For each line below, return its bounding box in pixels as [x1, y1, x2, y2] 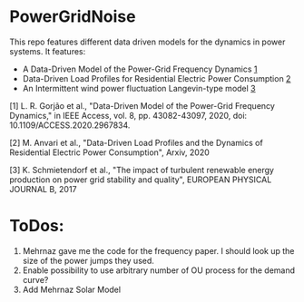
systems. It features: [9, 45, 86, 56]
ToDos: [9, 216, 65, 237]
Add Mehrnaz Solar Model [22, 284, 121, 295]
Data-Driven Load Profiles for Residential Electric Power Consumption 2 [22, 73, 291, 83]
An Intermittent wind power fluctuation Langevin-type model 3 [22, 83, 256, 93]
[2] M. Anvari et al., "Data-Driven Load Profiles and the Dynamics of [9, 137, 263, 148]
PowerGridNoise [9, 6, 136, 27]
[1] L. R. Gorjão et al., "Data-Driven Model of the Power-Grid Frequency [9, 100, 275, 111]
